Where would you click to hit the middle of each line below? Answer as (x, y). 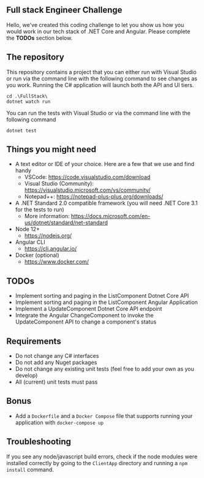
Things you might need (51, 150)
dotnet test (21, 131)
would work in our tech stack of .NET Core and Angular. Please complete (98, 31)
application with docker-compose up (59, 422)
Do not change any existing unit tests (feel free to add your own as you (104, 369)
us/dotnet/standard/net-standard (66, 222)
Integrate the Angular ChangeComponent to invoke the (85, 316)
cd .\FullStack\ (27, 96)
